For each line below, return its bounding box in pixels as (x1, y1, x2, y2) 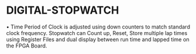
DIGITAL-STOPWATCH (6, 4, 120, 17)
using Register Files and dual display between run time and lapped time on (6, 36, 190, 43)
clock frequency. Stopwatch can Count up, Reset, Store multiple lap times (6, 29, 188, 36)
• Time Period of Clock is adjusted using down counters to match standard (6, 23, 190, 30)
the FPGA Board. (6, 42, 48, 49)
